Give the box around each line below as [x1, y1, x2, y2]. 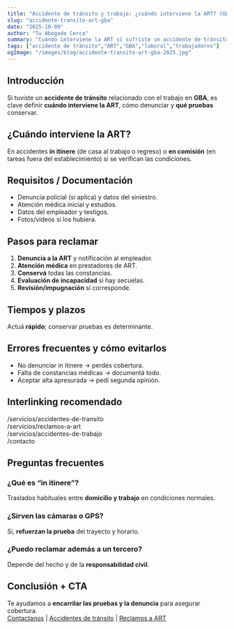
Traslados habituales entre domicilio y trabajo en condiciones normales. [7, 494, 216, 502]
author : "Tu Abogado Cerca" [7, 29, 89, 37]
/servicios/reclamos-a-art [7, 422, 81, 430]
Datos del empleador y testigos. [17, 208, 109, 216]
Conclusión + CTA [7, 580, 88, 593]
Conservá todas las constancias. [17, 269, 113, 278]
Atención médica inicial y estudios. [17, 200, 118, 209]
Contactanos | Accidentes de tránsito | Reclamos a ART [7, 614, 167, 622]
